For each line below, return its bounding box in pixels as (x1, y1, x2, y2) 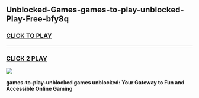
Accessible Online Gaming (6, 85, 73, 92)
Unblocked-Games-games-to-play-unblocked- (6, 5, 184, 15)
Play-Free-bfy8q (6, 14, 69, 24)
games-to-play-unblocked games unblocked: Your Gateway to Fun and (6, 78, 185, 86)
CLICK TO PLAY (6, 32, 52, 40)
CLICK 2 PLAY (6, 54, 47, 62)
